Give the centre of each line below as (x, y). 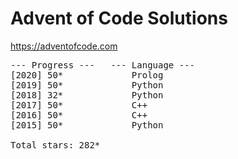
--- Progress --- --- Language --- (103, 65)
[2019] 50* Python (87, 85)
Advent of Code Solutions (119, 18)
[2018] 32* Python (87, 95)
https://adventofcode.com (64, 46)
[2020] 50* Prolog (87, 75)
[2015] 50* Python (87, 125)
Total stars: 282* (55, 145)
